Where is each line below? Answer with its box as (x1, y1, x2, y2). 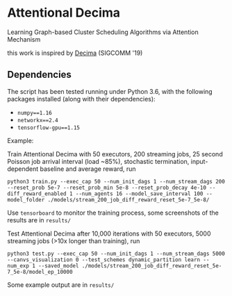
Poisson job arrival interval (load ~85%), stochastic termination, (7, 157, 190, 165)
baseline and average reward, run (40, 165, 137, 173)
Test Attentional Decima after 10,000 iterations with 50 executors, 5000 (7, 229, 211, 238)
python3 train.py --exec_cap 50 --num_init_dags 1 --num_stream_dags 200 (7, 178, 226, 185)
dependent (7, 165, 39, 173)
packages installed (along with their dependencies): (7, 94, 156, 103)
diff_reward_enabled (7, 190, 67, 197)
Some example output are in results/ (7, 280, 115, 289)
